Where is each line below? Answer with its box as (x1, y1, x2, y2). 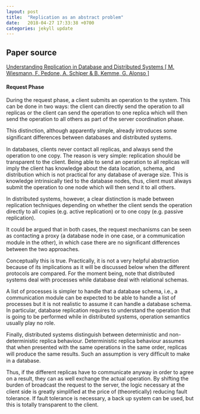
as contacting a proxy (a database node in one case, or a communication (6, 232, 186, 239)
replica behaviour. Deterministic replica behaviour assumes (39, 338, 185, 345)
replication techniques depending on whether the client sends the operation (6, 202, 192, 209)
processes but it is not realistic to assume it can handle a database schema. (6, 301, 192, 308)
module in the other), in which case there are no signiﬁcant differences (6, 239, 180, 246)
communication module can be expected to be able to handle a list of (6, 294, 176, 301)
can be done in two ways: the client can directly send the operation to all (6, 103, 185, 110)
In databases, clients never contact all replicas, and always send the (6, 146, 174, 153)
